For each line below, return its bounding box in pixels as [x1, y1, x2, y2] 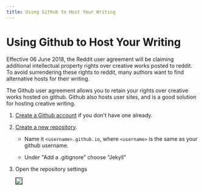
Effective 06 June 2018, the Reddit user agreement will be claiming [6, 56, 174, 63]
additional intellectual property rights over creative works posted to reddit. [6, 62, 193, 69]
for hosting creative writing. [6, 99, 76, 107]
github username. [24, 142, 69, 149]
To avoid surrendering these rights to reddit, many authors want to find [6, 68, 185, 76]
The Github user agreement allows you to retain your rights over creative [6, 87, 189, 94]
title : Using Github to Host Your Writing [6, 9, 116, 15]
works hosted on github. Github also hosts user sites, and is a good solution [6, 93, 197, 101]
